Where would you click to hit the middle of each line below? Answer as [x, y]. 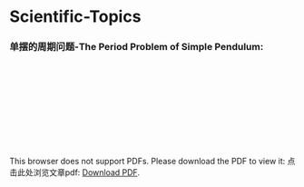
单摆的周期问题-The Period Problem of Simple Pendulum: [137, 47]
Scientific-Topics [75, 17]
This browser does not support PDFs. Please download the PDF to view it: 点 [152, 162]
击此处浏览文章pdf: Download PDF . [75, 172]
